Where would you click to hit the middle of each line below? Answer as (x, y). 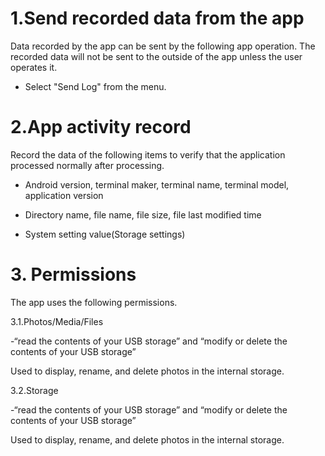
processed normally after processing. (87, 165)
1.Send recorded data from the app (157, 18)
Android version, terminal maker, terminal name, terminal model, (157, 184)
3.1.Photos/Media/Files (57, 321)
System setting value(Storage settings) (105, 234)
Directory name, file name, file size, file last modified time (143, 214)
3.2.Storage (34, 390)
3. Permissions (73, 274)
